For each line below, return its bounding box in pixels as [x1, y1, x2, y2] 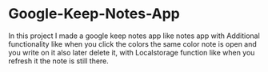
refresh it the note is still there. [8, 56, 110, 66]
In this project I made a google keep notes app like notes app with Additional [8, 31, 260, 40]
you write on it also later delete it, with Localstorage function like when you [8, 47, 255, 57]
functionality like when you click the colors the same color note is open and [8, 39, 258, 48]
